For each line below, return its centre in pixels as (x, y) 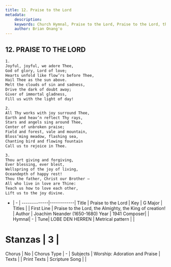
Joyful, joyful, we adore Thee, (39, 66)
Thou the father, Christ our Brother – (48, 179)
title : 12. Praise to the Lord (38, 10)
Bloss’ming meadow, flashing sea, (42, 137)
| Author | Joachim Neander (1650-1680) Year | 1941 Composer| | (81, 214)
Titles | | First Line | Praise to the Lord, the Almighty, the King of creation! (89, 208)
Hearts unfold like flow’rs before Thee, (50, 75)
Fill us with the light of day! (39, 99)
